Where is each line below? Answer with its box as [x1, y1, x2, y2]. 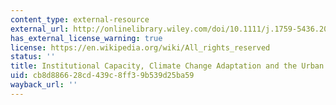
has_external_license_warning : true [10, 33, 163, 43]
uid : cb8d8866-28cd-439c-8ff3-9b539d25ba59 [10, 71, 195, 81]
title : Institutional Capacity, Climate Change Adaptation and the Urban [10, 61, 325, 71]
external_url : [10, 24, 70, 34]
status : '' [10, 52, 56, 62]
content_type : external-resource [10, 14, 150, 25]
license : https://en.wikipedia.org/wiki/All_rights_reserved [10, 42, 271, 53]
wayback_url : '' [10, 80, 78, 90]
